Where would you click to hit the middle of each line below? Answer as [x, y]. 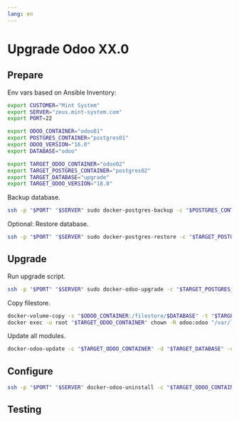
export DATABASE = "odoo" [43, 151]
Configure [30, 371]
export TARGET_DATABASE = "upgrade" [59, 177]
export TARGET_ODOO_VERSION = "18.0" [60, 184]
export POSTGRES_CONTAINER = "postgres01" [68, 138]
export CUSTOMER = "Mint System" [54, 105]
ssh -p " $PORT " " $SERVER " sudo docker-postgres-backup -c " [99, 210]
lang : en [20, 14]
